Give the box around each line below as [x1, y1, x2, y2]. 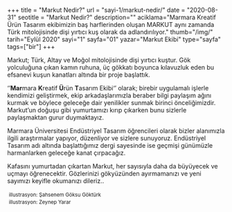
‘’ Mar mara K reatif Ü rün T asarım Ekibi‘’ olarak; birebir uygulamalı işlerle [7, 84, 209, 92]
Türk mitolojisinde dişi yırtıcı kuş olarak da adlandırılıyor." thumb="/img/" [7, 28, 213, 36]
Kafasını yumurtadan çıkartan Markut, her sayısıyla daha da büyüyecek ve [7, 162, 218, 170]
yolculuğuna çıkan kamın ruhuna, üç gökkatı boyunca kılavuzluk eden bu [7, 64, 215, 71]
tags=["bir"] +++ [7, 43, 55, 50]
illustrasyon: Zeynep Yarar [8, 199, 71, 206]
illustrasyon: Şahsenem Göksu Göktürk [8, 191, 102, 198]
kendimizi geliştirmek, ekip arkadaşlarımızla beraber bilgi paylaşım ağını [7, 91, 212, 99]
